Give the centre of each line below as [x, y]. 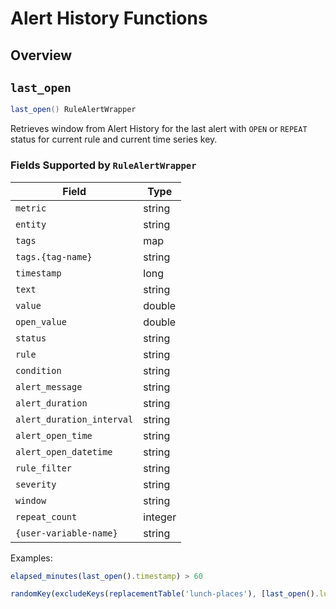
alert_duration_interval [74, 419]
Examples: [31, 558]
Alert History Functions [109, 18]
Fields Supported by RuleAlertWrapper [103, 165]
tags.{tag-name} [54, 256]
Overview [41, 55]
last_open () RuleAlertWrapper [73, 110]
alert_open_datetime [64, 451]
